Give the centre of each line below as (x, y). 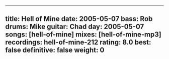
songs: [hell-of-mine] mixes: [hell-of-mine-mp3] (83, 35)
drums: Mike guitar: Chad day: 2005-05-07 (75, 27)
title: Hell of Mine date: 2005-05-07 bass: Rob (79, 19)
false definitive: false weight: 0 (55, 50)
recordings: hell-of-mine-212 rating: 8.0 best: (78, 42)
